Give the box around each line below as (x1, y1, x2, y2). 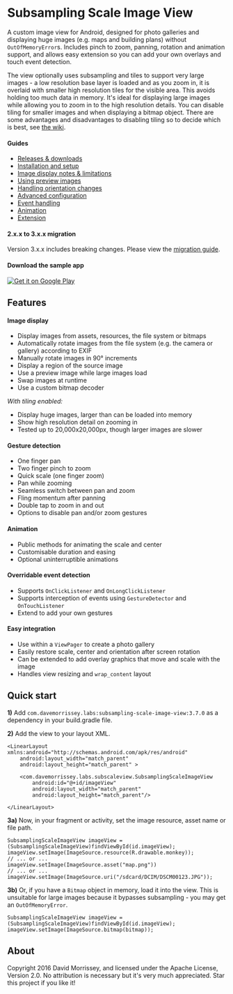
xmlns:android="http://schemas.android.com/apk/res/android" (7, 749, 188, 756)
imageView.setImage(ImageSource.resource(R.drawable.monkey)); (7, 849, 195, 856)
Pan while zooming (17, 479, 72, 487)
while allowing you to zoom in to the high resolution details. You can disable (7, 100, 224, 109)
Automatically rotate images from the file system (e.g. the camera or (17, 339, 214, 348)
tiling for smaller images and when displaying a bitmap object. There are (7, 108, 214, 116)
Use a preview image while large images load (17, 369, 147, 377)
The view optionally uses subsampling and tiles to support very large (7, 71, 204, 79)
